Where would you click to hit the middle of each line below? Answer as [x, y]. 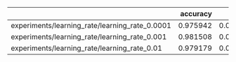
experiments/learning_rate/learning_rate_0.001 [89, 37]
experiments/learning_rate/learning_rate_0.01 [87, 48]
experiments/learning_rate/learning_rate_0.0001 [91, 25]
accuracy [196, 14]
